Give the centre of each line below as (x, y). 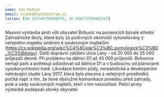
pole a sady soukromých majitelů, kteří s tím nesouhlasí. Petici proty (73, 84)
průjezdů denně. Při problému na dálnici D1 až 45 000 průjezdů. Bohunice (80, 58)
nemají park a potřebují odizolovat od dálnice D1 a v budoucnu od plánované (82, 63)
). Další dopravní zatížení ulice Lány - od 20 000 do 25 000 (95, 53)
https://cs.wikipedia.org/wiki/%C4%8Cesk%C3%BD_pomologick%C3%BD (82, 48)
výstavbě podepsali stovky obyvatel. (42, 89)
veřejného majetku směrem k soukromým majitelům (57, 43)
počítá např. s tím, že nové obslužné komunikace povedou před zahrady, (78, 79)
